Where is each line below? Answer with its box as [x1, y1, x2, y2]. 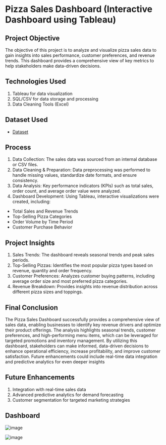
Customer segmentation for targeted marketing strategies [12, 397, 130, 403]
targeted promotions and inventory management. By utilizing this [5, 337, 138, 344]
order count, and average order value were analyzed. [12, 188, 121, 194]
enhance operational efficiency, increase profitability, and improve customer [5, 348, 161, 354]
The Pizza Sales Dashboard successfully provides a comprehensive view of [5, 317, 160, 323]
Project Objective [5, 34, 60, 42]
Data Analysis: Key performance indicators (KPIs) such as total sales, [12, 183, 154, 189]
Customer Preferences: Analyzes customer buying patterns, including [12, 273, 155, 279]
